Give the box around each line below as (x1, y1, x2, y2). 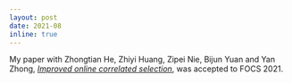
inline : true (9, 29, 58, 38)
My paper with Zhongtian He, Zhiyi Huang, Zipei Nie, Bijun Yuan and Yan (9, 54, 275, 65)
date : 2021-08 (9, 21, 63, 30)
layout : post (9, 12, 58, 22)
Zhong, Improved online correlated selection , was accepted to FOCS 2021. (9, 63, 284, 74)
